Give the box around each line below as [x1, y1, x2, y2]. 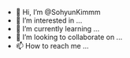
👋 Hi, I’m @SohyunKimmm [15, 8, 101, 16]
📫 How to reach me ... [15, 42, 89, 50]
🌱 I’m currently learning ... [15, 24, 100, 33]
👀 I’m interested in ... [15, 16, 83, 25]
